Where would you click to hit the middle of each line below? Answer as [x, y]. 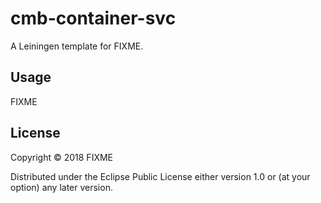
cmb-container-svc [93, 18]
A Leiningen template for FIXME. [77, 46]
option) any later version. [61, 187]
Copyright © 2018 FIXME [62, 157]
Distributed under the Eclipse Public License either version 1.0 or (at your [160, 176]
